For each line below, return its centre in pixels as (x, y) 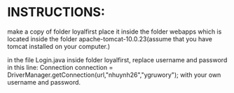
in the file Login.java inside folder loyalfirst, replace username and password (117, 59)
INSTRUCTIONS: (56, 12)
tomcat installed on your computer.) (59, 46)
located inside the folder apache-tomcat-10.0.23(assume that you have (110, 38)
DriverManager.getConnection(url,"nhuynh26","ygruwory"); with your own (114, 75)
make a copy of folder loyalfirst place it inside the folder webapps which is (115, 31)
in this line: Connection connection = (60, 67)
